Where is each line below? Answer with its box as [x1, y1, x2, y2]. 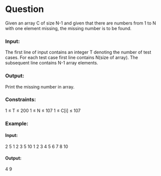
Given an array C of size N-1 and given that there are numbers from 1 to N [5, 20, 156, 26]
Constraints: [5, 96, 36, 103]
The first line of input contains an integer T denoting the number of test [5, 49, 152, 55]
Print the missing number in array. [5, 83, 75, 89]
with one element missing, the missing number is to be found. [5, 25, 132, 31]
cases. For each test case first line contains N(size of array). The [5, 54, 138, 60]
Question [5, 3, 44, 15]
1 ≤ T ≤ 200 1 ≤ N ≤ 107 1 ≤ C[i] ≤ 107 [5, 107, 81, 113]
